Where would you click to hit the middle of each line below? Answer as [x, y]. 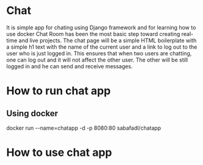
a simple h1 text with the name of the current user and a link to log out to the [102, 47]
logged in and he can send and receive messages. [69, 66]
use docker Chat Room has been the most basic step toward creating [93, 33]
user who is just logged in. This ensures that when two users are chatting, [99, 53]
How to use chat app [59, 153]
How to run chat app [59, 91]
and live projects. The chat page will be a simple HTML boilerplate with [108, 40]
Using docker [32, 113]
